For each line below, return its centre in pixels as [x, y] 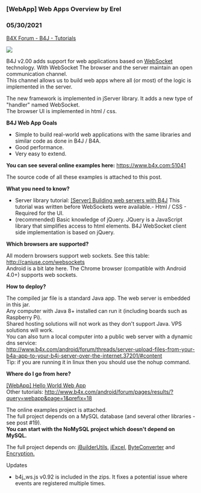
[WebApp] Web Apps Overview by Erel [64, 9]
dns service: [22, 343]
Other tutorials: [25, 392]
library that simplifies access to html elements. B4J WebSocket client [100, 226]
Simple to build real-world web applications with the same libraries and [103, 135]
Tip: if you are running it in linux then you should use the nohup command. [98, 362]
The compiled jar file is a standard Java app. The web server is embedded [98, 298]
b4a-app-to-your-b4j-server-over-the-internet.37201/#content [84, 356]
